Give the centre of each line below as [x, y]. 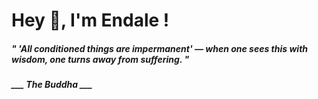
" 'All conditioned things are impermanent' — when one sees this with [160, 48]
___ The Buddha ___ [52, 85]
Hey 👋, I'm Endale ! [90, 20]
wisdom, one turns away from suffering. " [100, 59]
